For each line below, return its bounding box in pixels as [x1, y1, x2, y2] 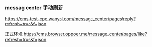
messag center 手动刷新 [5, 4, 63, 11]
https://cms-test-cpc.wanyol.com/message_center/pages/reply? [5, 16, 136, 22]
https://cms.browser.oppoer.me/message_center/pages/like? [23, 31, 147, 37]
